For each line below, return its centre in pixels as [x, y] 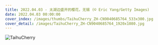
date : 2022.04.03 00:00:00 [33, 14]
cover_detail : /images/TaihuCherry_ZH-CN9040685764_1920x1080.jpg [75, 23]
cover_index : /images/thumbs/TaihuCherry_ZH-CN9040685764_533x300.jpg [79, 19]
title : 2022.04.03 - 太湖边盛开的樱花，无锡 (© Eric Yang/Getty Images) [77, 10]
